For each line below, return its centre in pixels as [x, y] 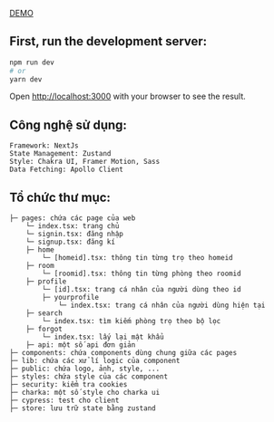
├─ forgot [44, 330]
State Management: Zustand [60, 154]
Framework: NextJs [44, 146]
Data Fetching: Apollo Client [67, 170]
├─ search [44, 313]
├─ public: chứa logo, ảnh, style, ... [85, 369]
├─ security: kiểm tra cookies [68, 385]
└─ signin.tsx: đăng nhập [75, 235]
